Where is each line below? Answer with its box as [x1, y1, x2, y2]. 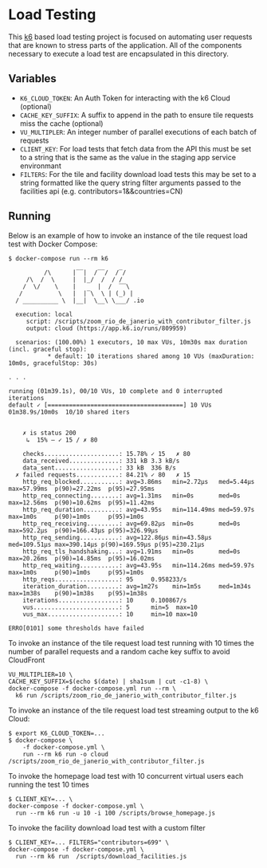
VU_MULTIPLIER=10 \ [8, 670, 73, 678]
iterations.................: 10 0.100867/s [22, 596, 187, 604]
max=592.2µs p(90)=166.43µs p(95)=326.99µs [8, 526, 159, 535]
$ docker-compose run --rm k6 [8, 254, 109, 262]
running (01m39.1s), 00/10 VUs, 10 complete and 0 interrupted [8, 387, 223, 395]
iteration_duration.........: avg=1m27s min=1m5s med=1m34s [22, 582, 251, 591]
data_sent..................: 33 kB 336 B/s [22, 464, 177, 472]
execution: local [15, 310, 73, 318]
